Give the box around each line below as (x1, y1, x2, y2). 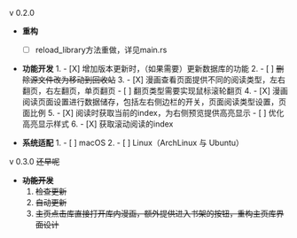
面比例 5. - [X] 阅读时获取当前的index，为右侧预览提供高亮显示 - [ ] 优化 (21, 108, 285, 119)
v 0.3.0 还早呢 (9, 157, 60, 167)
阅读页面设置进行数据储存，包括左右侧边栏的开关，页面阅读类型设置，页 (21, 96, 286, 107)
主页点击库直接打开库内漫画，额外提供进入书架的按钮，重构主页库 (35, 208, 277, 219)
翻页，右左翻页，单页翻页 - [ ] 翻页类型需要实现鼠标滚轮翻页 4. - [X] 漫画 (21, 86, 288, 96)
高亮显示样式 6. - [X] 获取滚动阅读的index (21, 119, 174, 129)
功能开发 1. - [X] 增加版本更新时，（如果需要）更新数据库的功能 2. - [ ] (21, 64, 275, 74)
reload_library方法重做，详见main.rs (35, 44, 168, 55)
